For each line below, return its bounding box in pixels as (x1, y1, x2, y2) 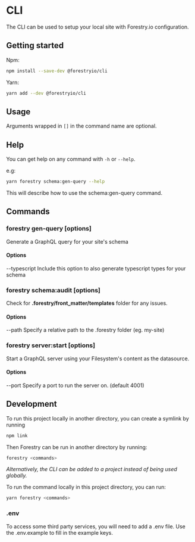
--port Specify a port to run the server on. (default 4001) (6, 382, 144, 389)
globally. (6, 472, 27, 479)
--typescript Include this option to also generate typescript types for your (6, 264, 186, 272)
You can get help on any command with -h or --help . (6, 155, 136, 163)
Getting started (6, 41, 64, 51)
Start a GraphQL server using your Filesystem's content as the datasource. (6, 355, 190, 362)
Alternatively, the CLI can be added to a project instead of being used (6, 466, 177, 473)
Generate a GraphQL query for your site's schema (6, 238, 129, 245)
